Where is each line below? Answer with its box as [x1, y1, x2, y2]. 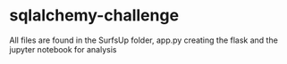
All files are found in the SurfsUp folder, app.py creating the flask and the [9, 35, 279, 45]
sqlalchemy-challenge [9, 5, 180, 26]
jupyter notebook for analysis [9, 44, 117, 54]
